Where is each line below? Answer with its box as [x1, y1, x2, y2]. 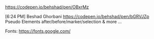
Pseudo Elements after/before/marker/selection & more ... [5, 19, 122, 24]
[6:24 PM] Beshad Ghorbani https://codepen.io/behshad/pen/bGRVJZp [5, 14, 150, 19]
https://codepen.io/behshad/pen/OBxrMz [5, 4, 90, 10]
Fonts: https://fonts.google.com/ [5, 28, 71, 34]
